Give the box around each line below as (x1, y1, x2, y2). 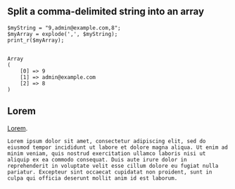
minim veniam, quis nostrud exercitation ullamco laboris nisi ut (7, 150, 206, 157)
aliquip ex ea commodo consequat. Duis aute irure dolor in (7, 156, 188, 163)
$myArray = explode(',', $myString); (7, 30, 118, 37)
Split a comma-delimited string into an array (7, 6, 205, 18)
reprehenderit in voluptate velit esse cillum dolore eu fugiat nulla (7, 162, 219, 169)
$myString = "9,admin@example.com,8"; (7, 24, 121, 31)
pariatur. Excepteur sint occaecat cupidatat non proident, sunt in (7, 169, 212, 176)
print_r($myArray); (7, 37, 65, 44)
